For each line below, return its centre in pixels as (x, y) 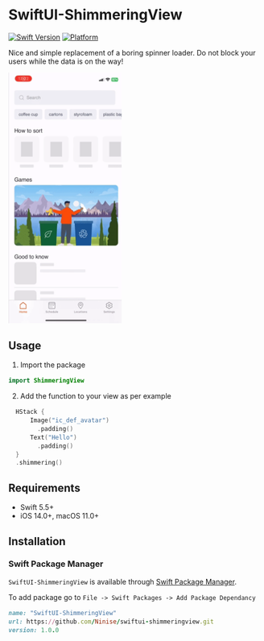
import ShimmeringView (46, 381)
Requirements (44, 488)
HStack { (30, 412)
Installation (37, 541)
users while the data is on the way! (66, 61)
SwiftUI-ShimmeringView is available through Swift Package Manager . (123, 581)
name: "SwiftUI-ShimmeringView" (62, 613)
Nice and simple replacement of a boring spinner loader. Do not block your (132, 52)
